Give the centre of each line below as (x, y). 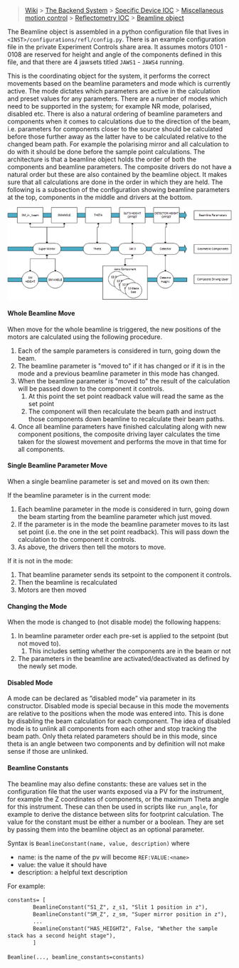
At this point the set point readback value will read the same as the (126, 396)
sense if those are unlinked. (48, 752)
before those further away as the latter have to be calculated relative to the (117, 136)
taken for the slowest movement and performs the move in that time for (122, 441)
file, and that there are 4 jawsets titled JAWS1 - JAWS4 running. (96, 62)
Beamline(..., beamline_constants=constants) (76, 957)
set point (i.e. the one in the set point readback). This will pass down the (123, 532)
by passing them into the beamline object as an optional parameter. (106, 829)
